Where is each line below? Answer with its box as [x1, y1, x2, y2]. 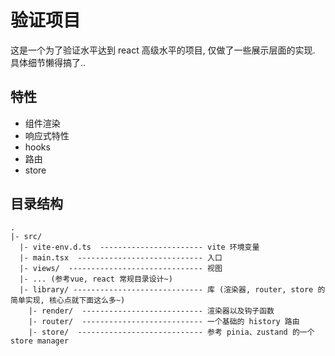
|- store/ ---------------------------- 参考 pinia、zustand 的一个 [28, 327, 315, 337]
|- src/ [10, 231, 43, 241]
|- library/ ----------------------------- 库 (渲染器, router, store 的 [19, 284, 326, 295]
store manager [10, 336, 70, 346]
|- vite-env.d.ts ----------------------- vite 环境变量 [19, 242, 260, 252]
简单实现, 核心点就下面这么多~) [10, 295, 126, 305]
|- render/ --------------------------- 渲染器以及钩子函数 [28, 306, 275, 316]
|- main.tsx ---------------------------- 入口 [19, 252, 223, 263]
